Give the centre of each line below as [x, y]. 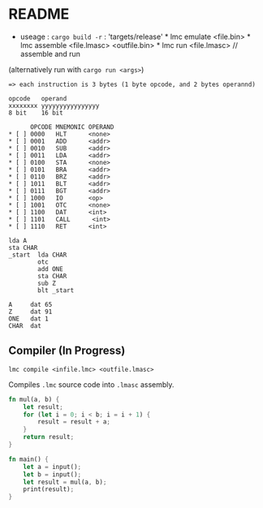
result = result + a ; [74, 422]
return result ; [49, 437]
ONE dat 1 [28, 319]
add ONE [50, 269]
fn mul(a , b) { [34, 399]
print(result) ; [49, 489]
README [39, 14]
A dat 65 [30, 304]
